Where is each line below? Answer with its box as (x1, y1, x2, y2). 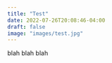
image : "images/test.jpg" (7, 29, 83, 37)
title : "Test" (7, 10, 49, 17)
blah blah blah (7, 49, 49, 57)
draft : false (7, 23, 46, 30)
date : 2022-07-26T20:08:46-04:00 (7, 17, 106, 24)
